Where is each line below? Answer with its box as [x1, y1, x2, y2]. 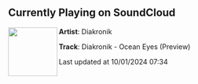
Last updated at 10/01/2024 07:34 [58, 57, 169, 66]
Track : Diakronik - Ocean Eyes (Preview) [58, 42, 191, 51]
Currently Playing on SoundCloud [8, 6, 176, 19]
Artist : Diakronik [58, 26, 112, 36]
